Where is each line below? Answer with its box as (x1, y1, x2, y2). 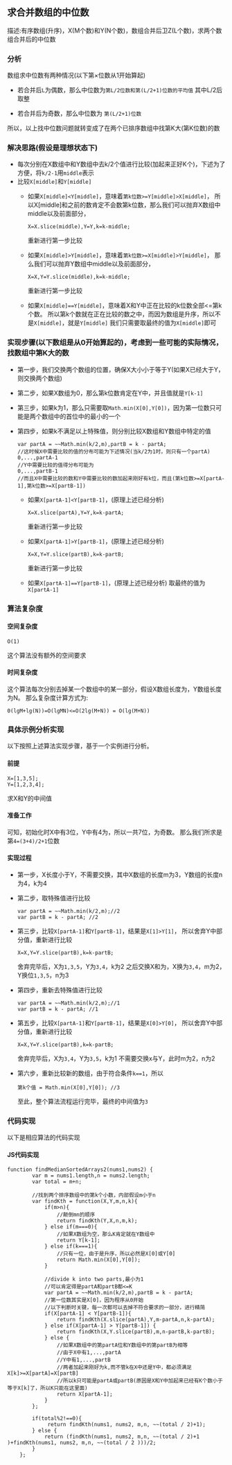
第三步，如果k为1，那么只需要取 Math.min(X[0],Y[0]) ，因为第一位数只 (17, 403, 216, 411)
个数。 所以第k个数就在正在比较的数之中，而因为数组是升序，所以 (27, 310, 215, 318)
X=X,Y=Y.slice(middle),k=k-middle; (27, 273, 130, 281)
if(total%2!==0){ (32, 1415, 82, 1422)
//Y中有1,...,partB (56, 1357, 111, 1364)
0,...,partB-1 (17, 468, 58, 474)
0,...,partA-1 (17, 454, 58, 461)
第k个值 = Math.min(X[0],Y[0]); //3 (17, 1084, 120, 1091)
